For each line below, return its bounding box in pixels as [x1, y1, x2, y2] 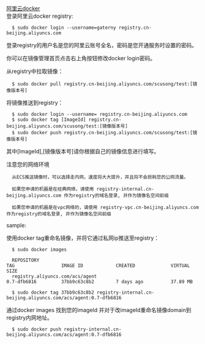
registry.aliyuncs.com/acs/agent [12, 273, 97, 280]
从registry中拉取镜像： [6, 67, 64, 75]
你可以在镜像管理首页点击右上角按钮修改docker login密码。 [6, 55, 156, 62]
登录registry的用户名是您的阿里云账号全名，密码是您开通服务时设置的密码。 [6, 42, 198, 48]
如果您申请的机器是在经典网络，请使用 [12, 186, 94, 192]
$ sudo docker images [12, 247, 67, 253]
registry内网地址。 [6, 314, 53, 321]
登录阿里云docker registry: [6, 12, 73, 20]
